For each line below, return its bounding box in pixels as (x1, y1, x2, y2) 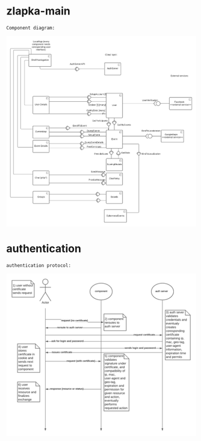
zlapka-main (6, 4, 70, 18)
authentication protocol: (6, 262, 71, 269)
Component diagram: (6, 25, 55, 31)
